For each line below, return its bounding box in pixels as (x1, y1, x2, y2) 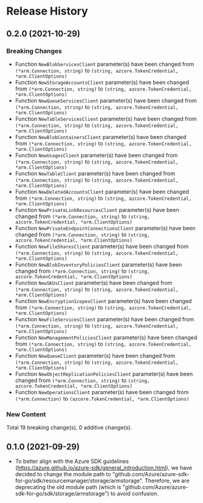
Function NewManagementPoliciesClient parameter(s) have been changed (15, 334, 198, 341)
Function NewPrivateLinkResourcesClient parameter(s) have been (15, 206, 179, 213)
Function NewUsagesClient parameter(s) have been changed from (15, 151, 178, 159)
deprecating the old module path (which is (15, 483, 122, 490)
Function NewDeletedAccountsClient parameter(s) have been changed (15, 188, 190, 195)
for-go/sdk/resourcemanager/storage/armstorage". (15, 477, 144, 484)
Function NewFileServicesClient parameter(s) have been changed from (15, 315, 194, 323)
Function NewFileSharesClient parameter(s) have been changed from (15, 242, 189, 250)
